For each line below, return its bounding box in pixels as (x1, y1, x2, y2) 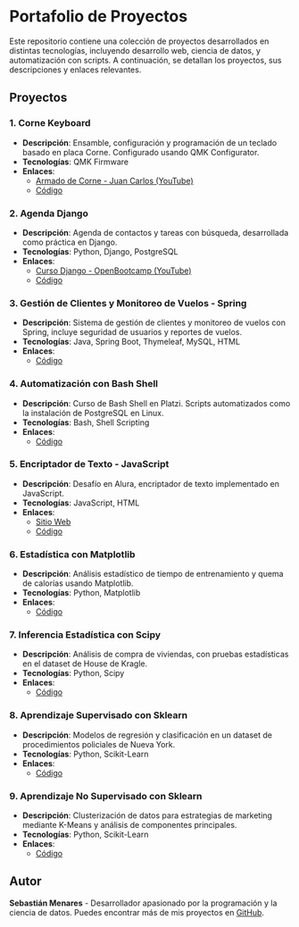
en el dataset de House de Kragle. (21, 658, 148, 669)
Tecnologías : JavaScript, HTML (21, 497, 140, 508)
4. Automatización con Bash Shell (9, 378, 159, 390)
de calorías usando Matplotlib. (21, 578, 134, 589)
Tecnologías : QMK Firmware (21, 156, 129, 167)
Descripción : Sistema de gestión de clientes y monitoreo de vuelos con (21, 317, 286, 328)
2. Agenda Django (9, 207, 89, 220)
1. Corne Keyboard (9, 117, 91, 129)
